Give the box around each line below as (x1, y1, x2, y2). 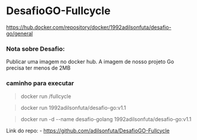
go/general (6, 30, 33, 37)
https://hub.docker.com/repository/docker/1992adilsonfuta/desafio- (6, 24, 172, 31)
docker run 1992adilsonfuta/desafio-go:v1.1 (20, 104, 126, 111)
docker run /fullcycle (20, 93, 72, 100)
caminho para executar (6, 79, 75, 87)
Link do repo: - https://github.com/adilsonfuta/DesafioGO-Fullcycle (6, 127, 170, 134)
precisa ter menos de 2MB (6, 64, 71, 71)
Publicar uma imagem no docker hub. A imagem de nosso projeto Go (6, 58, 175, 66)
